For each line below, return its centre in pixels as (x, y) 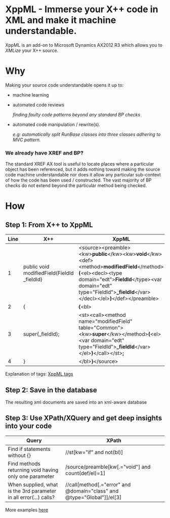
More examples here (27, 510)
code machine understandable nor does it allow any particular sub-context (83, 175)
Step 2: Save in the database (51, 390)
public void (36, 267)
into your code (29, 426)
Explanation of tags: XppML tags (39, 374)
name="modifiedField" (105, 321)
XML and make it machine (61, 20)
